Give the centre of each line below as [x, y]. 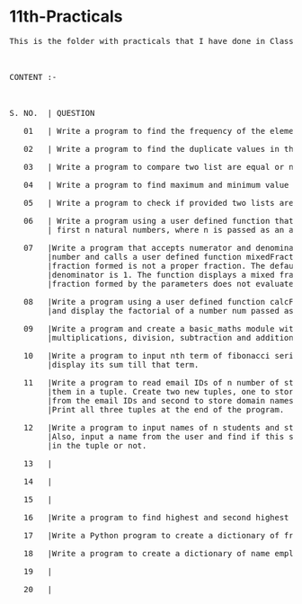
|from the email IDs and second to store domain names [170, 400]
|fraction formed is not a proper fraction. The [156, 266]
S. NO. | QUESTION [52, 113]
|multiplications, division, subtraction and [149, 338]
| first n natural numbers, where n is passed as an [166, 230]
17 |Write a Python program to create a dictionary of [152, 535]
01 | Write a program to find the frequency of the [145, 131]
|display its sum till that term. [123, 364]
